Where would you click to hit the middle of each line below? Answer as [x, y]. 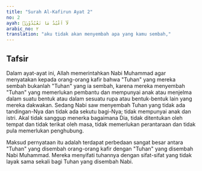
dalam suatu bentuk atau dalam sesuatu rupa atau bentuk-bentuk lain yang [99, 98]
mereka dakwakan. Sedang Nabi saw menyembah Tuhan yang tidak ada [96, 105]
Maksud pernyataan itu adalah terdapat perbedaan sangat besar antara [95, 142]
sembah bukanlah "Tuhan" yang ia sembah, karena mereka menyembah [96, 85]
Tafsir [17, 59]
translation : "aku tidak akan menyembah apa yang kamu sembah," [89, 34]
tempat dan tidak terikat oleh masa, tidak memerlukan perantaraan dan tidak [101, 124]
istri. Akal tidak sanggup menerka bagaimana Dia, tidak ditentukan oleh [94, 117]
